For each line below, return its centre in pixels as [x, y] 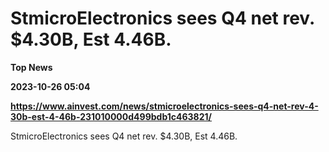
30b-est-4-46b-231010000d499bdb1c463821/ [111, 116]
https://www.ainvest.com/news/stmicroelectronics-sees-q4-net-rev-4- [164, 106]
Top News [31, 67]
